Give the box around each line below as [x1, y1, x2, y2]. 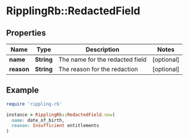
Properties [6, 28, 46, 38]
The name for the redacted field [58, 55, 147, 64]
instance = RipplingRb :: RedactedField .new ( [6, 112, 116, 118]
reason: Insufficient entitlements [11, 123, 100, 129]
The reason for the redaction [58, 65, 138, 73]
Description [85, 46, 120, 53]
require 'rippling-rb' [6, 101, 62, 107]
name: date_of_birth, [11, 117, 65, 123]
